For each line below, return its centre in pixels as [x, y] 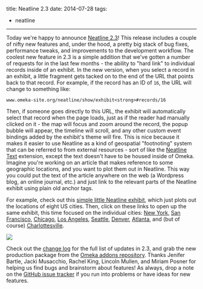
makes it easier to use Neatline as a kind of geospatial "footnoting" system [99, 143]
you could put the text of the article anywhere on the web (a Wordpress [95, 175]
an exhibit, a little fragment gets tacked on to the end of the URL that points [100, 76]
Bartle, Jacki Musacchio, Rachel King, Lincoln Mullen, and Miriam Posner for [101, 261]
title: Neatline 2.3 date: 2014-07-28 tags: [57, 9]
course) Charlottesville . [35, 225]
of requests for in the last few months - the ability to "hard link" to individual [101, 63]
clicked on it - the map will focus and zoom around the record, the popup [97, 124]
